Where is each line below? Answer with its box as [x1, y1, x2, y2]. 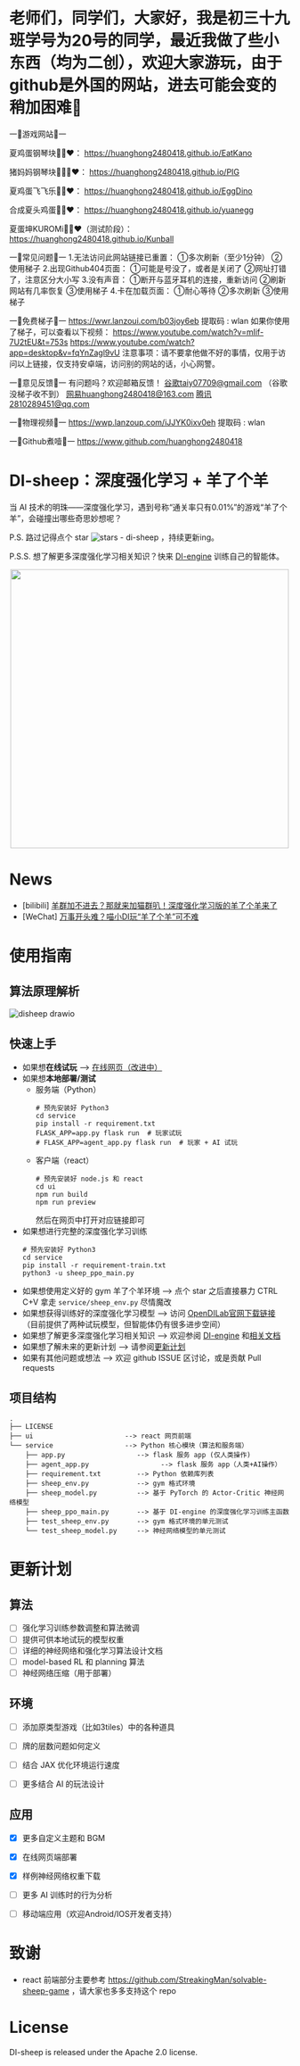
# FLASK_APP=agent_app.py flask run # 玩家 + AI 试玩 [35, 1138, 239, 1147]
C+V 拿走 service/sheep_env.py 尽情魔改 [21, 1296, 172, 1307]
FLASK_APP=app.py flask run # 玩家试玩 [35, 1128, 182, 1138]
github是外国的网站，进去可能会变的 [9, 75, 278, 95]
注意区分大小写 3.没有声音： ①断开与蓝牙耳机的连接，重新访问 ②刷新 [24, 274, 287, 285]
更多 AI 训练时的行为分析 [21, 1889, 113, 1900]
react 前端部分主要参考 [21, 1974, 107, 1985]
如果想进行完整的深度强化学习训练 [21, 1225, 148, 1236]
